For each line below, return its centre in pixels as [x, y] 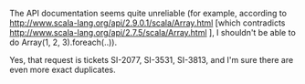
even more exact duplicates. [63, 69]
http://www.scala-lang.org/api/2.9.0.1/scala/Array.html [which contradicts [147, 23]
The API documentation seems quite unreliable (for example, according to [148, 13]
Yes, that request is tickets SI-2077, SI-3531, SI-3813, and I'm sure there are [152, 60]
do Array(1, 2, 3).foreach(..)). [63, 42]
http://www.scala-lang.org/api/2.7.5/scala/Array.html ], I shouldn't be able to [153, 32]
